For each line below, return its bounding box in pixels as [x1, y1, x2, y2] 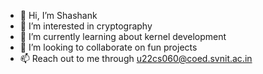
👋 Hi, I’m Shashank [19, 10, 98, 21]
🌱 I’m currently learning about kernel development [19, 31, 227, 42]
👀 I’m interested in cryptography [19, 20, 153, 32]
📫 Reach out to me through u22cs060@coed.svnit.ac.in [19, 53, 253, 64]
